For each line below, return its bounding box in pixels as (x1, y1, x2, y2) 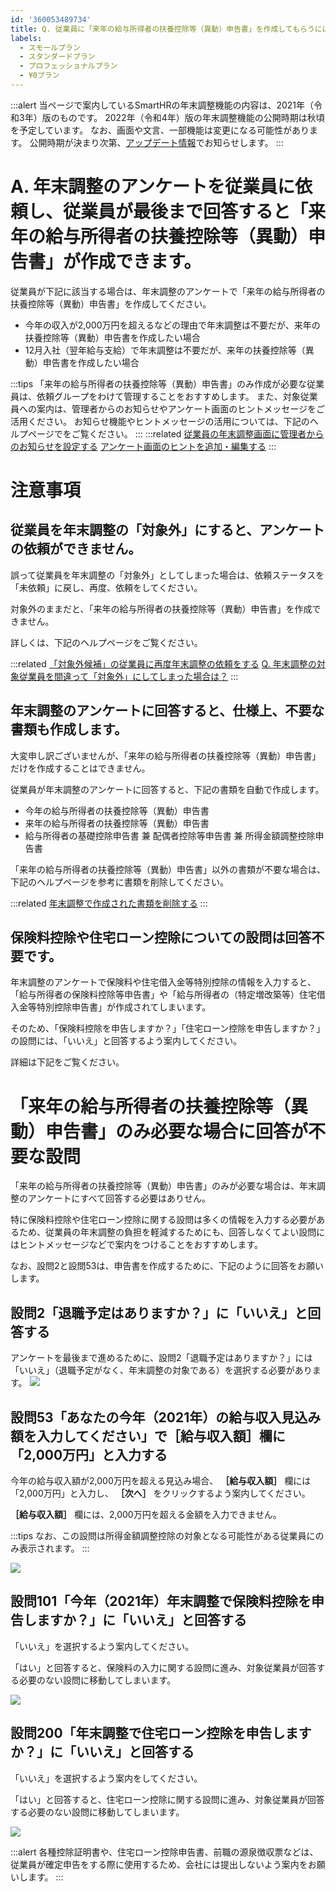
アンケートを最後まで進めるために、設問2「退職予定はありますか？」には (10, 1352, 313, 1364)
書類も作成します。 (10, 721, 128, 738)
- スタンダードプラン (19, 52, 96, 62)
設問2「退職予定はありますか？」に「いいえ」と (10, 1304, 308, 1321)
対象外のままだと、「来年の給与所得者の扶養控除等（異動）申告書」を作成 (10, 602, 313, 615)
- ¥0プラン (19, 71, 60, 81)
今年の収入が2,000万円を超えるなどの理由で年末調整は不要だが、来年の (24, 319, 321, 331)
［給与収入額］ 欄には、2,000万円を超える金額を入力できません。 (10, 1509, 282, 1520)
